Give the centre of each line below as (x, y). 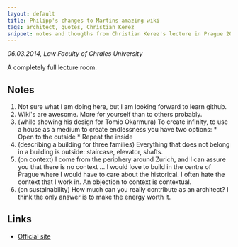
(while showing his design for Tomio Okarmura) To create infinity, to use (123, 122)
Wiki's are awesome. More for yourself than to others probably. (110, 115)
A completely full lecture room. (52, 67)
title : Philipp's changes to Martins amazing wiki (84, 21)
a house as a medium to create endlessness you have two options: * (117, 130)
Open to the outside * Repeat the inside (75, 137)
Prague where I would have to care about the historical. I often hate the (121, 175)
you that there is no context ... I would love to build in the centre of (114, 167)
